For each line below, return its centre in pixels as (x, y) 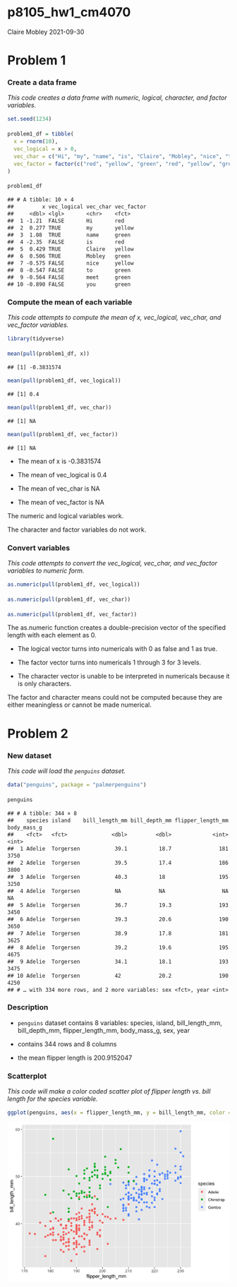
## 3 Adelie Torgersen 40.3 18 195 (118, 877)
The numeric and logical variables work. (66, 515)
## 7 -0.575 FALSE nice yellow (71, 263)
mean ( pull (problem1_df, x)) (49, 354)
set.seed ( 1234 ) (30, 119)
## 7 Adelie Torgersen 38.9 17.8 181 (118, 933)
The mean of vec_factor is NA (61, 502)
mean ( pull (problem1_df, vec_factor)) (63, 434)
